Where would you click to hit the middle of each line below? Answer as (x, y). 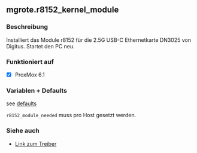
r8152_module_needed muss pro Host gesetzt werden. (71, 115)
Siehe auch (23, 131)
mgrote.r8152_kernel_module (63, 10)
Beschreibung (27, 27)
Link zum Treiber (36, 143)
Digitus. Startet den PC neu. (40, 46)
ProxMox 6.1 (30, 75)
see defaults (22, 103)
